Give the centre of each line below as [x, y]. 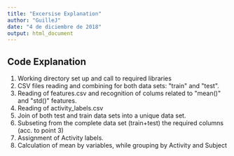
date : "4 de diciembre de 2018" [54, 27]
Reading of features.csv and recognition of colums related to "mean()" [119, 93]
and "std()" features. [47, 101]
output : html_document [40, 33]
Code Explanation [47, 61]
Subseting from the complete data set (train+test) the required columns [121, 123]
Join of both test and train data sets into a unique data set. [102, 115]
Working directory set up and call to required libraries [94, 78]
